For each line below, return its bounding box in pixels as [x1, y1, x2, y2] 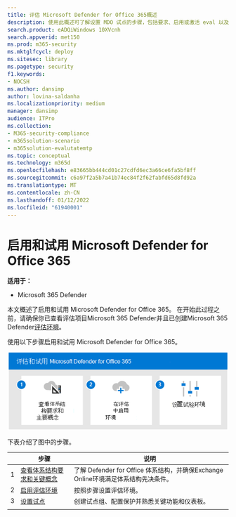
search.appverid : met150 [7, 34, 80, 41]
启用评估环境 [20, 485, 58, 495]
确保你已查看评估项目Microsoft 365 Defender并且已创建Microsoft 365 [25, 314, 228, 322]
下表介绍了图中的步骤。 [7, 438, 75, 446]
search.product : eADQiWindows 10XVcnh [7, 26, 121, 33]
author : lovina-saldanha [7, 93, 80, 100]
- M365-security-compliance [7, 130, 90, 137]
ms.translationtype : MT [7, 182, 77, 189]
